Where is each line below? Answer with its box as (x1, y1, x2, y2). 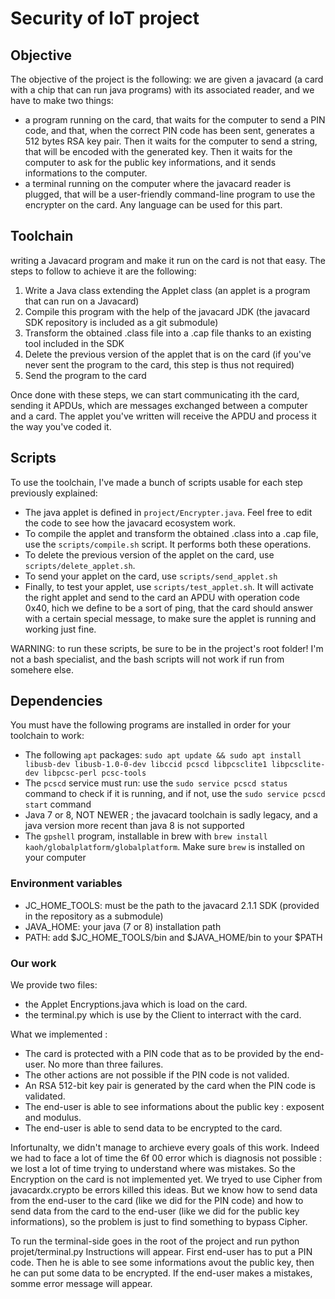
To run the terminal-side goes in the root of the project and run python (10, 1235, 300, 1247)
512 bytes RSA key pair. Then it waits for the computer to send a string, (24, 135, 318, 147)
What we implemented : (10, 1028, 108, 1041)
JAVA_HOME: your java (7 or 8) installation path (24, 920, 222, 932)
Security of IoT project (10, 7, 200, 30)
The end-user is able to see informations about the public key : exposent (24, 1101, 325, 1113)
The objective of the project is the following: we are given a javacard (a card (10, 73, 324, 85)
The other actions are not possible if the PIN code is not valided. (24, 1069, 290, 1081)
